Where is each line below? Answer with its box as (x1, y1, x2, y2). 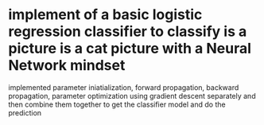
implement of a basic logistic (8, 6, 203, 24)
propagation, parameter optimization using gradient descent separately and (8, 91, 256, 100)
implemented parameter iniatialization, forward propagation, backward (8, 82, 239, 92)
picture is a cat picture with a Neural (8, 40, 252, 57)
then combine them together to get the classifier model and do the (8, 100, 226, 109)
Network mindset (8, 57, 126, 75)
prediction (8, 107, 42, 117)
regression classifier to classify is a (8, 22, 247, 41)
